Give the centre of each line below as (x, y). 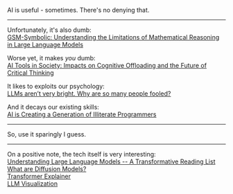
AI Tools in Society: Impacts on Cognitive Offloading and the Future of (107, 65)
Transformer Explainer (39, 176)
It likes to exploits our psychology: (56, 86)
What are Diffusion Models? (47, 169)
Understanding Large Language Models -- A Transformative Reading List (111, 161)
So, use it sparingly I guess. (47, 134)
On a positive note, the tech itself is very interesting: (81, 154)
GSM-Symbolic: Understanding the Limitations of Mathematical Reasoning (113, 37)
